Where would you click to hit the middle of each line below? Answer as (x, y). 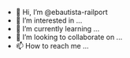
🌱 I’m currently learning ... (58, 29)
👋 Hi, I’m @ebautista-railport (61, 12)
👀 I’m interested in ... (49, 20)
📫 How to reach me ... (52, 46)
